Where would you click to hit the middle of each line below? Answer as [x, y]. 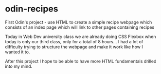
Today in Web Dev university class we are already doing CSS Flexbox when [80, 37]
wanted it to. [18, 52]
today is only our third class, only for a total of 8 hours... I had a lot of [74, 41]
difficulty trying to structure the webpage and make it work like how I [74, 47]
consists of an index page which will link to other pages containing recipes [80, 27]
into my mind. [19, 66]
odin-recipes [32, 9]
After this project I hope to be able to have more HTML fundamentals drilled [81, 61]
